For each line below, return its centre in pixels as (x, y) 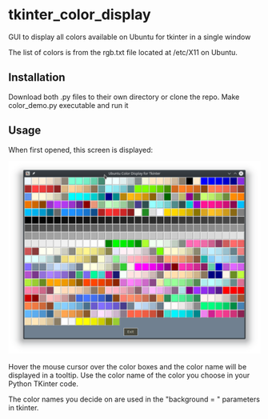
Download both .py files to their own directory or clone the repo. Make (124, 97)
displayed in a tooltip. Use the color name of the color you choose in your (129, 375)
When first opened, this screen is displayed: (81, 150)
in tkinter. (24, 408)
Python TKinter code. (43, 384)
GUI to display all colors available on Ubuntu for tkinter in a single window (130, 37)
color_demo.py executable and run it (68, 105)
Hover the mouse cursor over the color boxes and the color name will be (128, 367)
